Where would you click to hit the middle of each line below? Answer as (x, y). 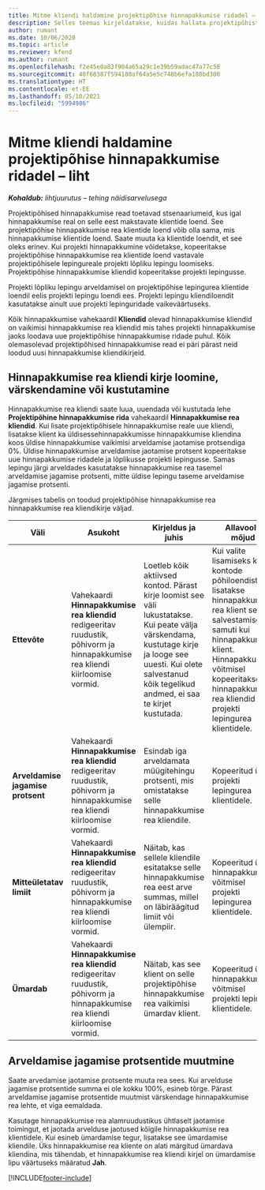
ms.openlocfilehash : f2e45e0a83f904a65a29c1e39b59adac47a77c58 (114, 67)
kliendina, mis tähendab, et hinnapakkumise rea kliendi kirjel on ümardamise (132, 1154)
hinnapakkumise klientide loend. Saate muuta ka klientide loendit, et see (125, 238)
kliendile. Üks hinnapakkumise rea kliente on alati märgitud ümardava (121, 1146)
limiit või (159, 916)
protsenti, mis (169, 780)
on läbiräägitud (171, 907)
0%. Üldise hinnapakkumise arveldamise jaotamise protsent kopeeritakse (127, 451)
